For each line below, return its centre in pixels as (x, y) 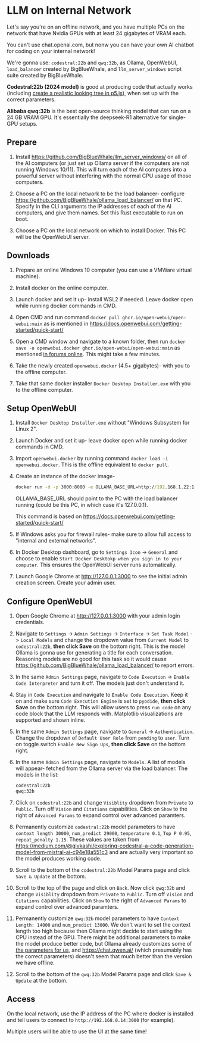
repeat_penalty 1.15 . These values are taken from (77, 839)
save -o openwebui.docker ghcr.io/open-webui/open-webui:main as (98, 347)
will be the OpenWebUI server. (53, 236)
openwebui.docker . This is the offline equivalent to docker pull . (92, 465)
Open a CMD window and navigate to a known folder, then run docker (101, 341)
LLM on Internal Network (69, 10)
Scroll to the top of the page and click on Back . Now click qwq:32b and (100, 887)
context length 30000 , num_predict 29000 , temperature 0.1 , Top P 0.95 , (103, 833)
